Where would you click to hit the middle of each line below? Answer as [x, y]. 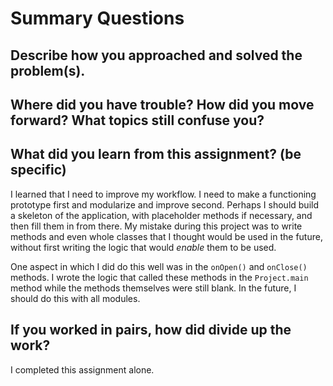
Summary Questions [97, 18]
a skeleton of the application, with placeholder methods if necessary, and [161, 215]
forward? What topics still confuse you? [137, 120]
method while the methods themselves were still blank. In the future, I [153, 288]
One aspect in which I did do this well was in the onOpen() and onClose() [159, 266]
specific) [38, 170]
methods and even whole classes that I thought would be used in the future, [166, 236]
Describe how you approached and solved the [156, 55]
